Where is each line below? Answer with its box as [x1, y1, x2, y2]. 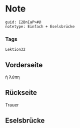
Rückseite [5, 88, 37, 97]
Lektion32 [5, 47, 26, 52]
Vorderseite [5, 61, 43, 69]
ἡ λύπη [5, 74, 20, 80]
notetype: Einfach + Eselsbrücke [5, 24, 75, 29]
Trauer [5, 101, 19, 108]
